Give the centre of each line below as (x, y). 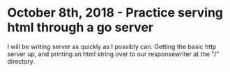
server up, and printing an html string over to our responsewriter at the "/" (113, 54)
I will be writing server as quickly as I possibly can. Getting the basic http (112, 46)
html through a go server (80, 27)
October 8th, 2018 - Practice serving (115, 13)
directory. (21, 61)
